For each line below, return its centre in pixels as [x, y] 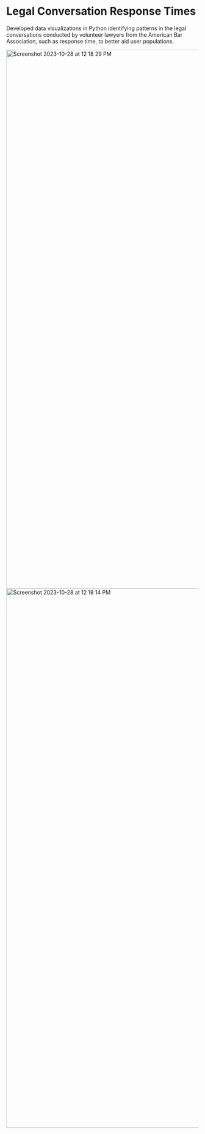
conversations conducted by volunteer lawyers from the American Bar [95, 34]
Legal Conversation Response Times [101, 11]
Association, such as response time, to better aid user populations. [90, 41]
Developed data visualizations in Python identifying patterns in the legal [96, 28]
